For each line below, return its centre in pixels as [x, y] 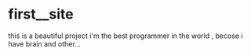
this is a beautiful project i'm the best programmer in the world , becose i [125, 36]
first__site [41, 14]
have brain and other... [44, 43]
